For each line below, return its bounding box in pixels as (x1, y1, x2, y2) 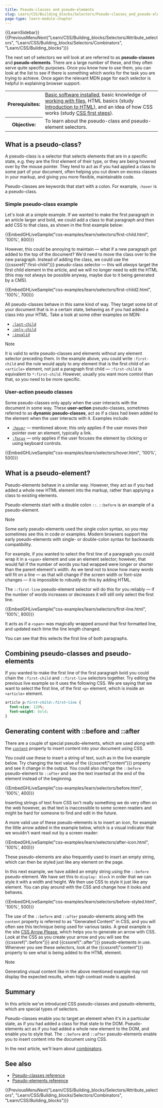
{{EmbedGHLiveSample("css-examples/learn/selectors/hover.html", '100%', (5, 450, 157, 455)
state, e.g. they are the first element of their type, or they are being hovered (5, 158, 156, 164)
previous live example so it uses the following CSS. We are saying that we (5, 680, 152, 686)
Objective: (12, 121, 36, 128)
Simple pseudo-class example (5, 201, 78, 208)
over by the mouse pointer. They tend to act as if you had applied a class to (5, 164, 156, 170)
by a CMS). (5, 277, 28, 283)
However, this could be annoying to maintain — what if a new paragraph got (5, 246, 157, 252)
